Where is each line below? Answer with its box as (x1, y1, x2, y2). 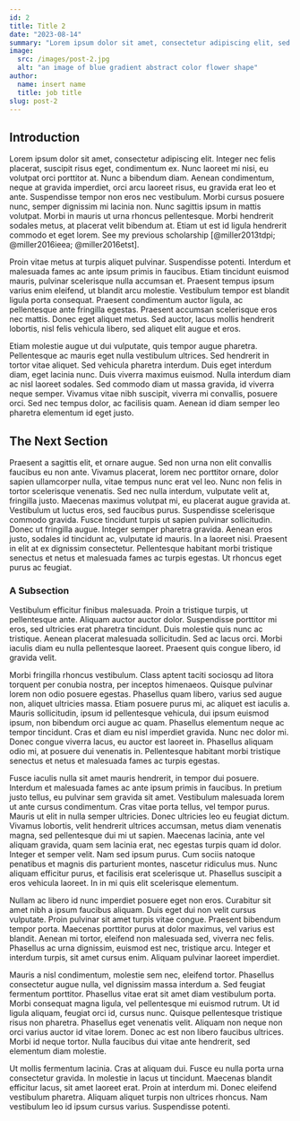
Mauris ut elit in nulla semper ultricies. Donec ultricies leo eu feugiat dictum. (9, 811, 289, 821)
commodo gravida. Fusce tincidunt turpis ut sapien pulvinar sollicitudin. (9, 515, 273, 525)
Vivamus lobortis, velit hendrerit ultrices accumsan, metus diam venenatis (9, 821, 282, 831)
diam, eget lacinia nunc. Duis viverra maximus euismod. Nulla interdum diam (9, 369, 291, 380)
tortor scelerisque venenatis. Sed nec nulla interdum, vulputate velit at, (9, 486, 270, 496)
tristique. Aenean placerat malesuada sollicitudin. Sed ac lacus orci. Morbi (9, 633, 283, 644)
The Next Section (9, 433, 108, 448)
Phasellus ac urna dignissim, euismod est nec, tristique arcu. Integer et (9, 943, 271, 953)
